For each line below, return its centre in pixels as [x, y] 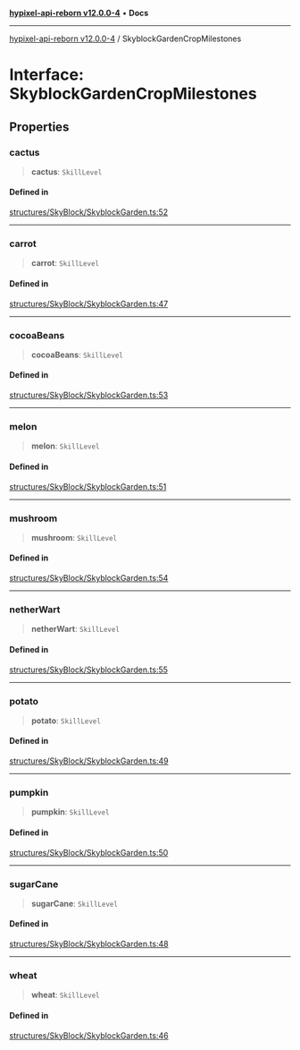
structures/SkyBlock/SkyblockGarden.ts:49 [89, 761]
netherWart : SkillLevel [75, 629]
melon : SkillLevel [65, 446]
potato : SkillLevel [66, 721]
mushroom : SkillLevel [74, 537]
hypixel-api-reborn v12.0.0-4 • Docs [79, 13]
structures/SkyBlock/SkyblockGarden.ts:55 [88, 670]
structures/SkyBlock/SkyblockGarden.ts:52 [89, 212]
